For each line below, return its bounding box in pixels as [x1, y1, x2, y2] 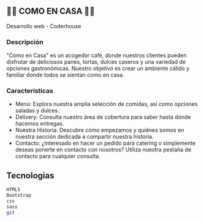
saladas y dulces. [15, 107, 59, 114]
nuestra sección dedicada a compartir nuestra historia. [15, 133, 154, 140]
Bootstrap [6, 193, 32, 199]
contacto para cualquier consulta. [15, 153, 100, 160]
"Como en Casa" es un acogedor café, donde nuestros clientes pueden [6, 52, 187, 59]
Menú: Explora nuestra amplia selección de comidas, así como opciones [15, 101, 198, 108]
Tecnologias [6, 170, 55, 181]
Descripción [6, 37, 44, 46]
